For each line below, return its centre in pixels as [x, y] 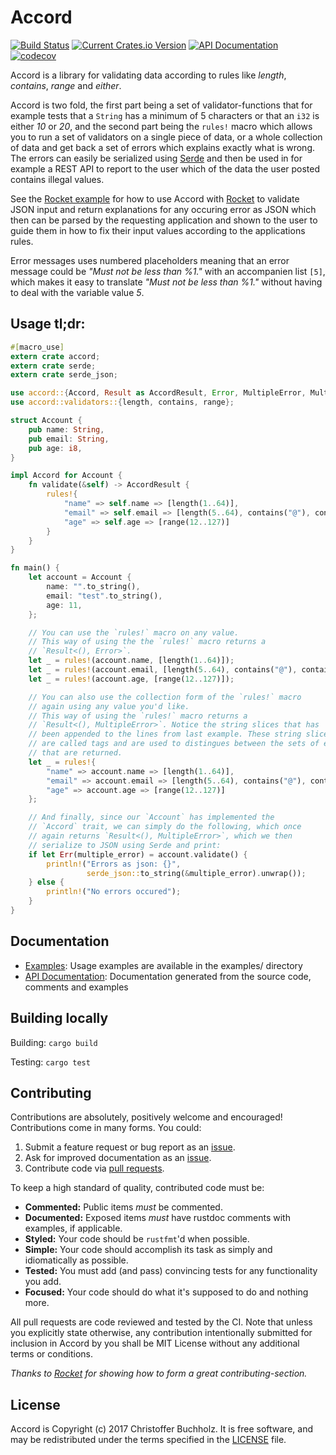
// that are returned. [75, 753]
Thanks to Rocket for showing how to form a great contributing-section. [159, 1373]
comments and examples [76, 987]
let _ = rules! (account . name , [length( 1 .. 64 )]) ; [131, 661]
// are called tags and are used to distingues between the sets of [174, 744]
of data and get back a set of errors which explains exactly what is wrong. [163, 147]
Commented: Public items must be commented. [123, 1207]
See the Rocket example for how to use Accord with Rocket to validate [155, 198]
